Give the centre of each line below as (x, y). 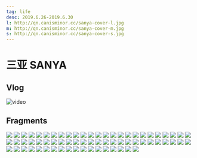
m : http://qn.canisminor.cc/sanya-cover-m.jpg (65, 28)
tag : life (19, 12)
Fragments (27, 121)
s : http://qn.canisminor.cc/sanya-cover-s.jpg (65, 34)
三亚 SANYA (36, 65)
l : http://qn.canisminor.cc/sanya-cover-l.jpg (65, 23)
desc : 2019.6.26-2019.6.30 (40, 17)
